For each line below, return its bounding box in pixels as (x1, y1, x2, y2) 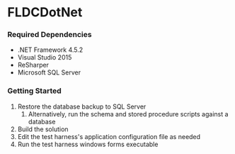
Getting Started (7, 86, 62, 96)
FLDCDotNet (7, 4, 83, 21)
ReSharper (17, 61, 50, 70)
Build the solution (17, 125, 69, 133)
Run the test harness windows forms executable (17, 140, 159, 148)
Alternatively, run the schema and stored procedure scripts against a (28, 109, 229, 118)
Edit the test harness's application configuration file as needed (17, 132, 200, 141)
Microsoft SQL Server (17, 68, 81, 77)
